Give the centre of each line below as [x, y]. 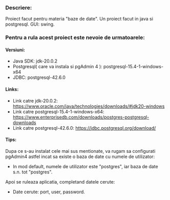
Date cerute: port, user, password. [49, 192]
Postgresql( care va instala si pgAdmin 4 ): [57, 67]
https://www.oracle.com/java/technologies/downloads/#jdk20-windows [89, 106]
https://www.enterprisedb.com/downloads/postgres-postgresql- [81, 117]
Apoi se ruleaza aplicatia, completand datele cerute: [60, 182]
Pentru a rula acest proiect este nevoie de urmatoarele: [75, 37]
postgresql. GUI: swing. [30, 24]
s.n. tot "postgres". [33, 172]
